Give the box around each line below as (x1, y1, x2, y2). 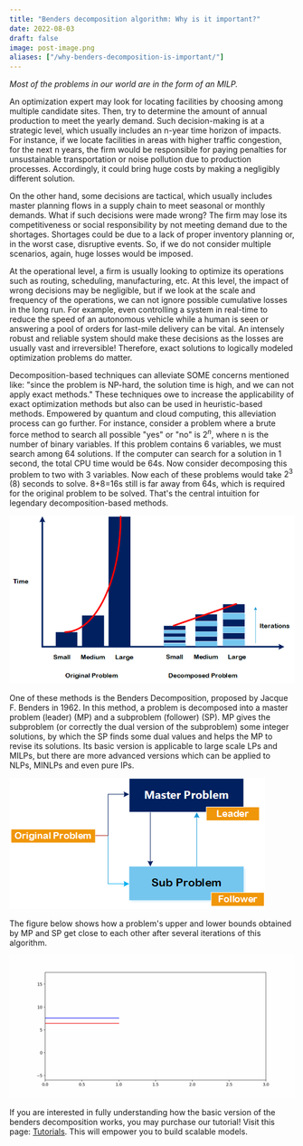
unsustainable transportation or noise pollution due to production (9, 154, 251, 165)
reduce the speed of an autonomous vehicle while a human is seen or (9, 314, 269, 325)
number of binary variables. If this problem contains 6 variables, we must (9, 439, 282, 450)
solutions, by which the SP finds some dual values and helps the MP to (9, 731, 273, 742)
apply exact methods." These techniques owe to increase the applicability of (9, 389, 295, 400)
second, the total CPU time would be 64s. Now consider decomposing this (9, 458, 288, 469)
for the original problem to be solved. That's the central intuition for (9, 488, 260, 499)
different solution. (9, 173, 75, 185)
